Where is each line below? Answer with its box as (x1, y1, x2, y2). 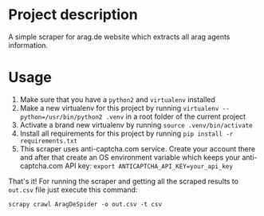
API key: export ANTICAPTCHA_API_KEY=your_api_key (65, 161, 234, 171)
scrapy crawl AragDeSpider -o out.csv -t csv (8, 200, 162, 208)
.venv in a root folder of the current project (105, 112, 246, 121)
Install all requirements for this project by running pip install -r (19, 128, 234, 138)
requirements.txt (19, 137, 78, 145)
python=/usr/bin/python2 (19, 113, 103, 121)
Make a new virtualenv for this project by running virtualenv (19, 103, 219, 112)
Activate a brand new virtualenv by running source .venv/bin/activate (19, 120, 253, 129)
